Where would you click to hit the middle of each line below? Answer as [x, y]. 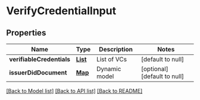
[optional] [154, 69]
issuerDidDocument [38, 72]
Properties [26, 33]
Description [116, 49]
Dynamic [109, 69]
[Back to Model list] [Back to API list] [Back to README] [74, 91]
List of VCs [111, 59]
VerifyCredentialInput [61, 11]
